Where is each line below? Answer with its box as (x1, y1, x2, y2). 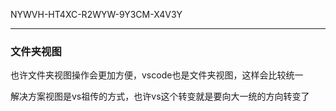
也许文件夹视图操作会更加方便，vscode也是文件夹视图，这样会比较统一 (10, 69, 304, 81)
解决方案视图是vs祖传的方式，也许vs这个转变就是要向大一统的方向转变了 (10, 90, 310, 103)
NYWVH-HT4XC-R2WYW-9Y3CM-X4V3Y (10, 9, 183, 20)
